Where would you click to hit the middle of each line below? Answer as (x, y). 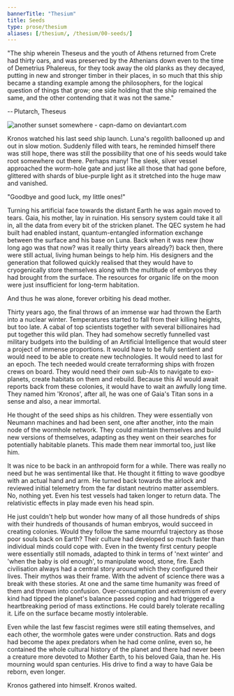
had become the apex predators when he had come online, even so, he (110, 642)
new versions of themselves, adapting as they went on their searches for (112, 437)
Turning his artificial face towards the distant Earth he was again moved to (114, 210)
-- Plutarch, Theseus (37, 111)
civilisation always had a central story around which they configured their (112, 569)
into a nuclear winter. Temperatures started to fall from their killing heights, (115, 320)
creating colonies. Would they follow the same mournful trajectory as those (115, 532)
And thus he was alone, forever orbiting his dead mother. (89, 299)
